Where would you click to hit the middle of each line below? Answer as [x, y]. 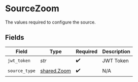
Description [116, 51]
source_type [22, 71]
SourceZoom [32, 9]
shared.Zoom [56, 71]
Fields [15, 38]
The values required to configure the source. [51, 22]
